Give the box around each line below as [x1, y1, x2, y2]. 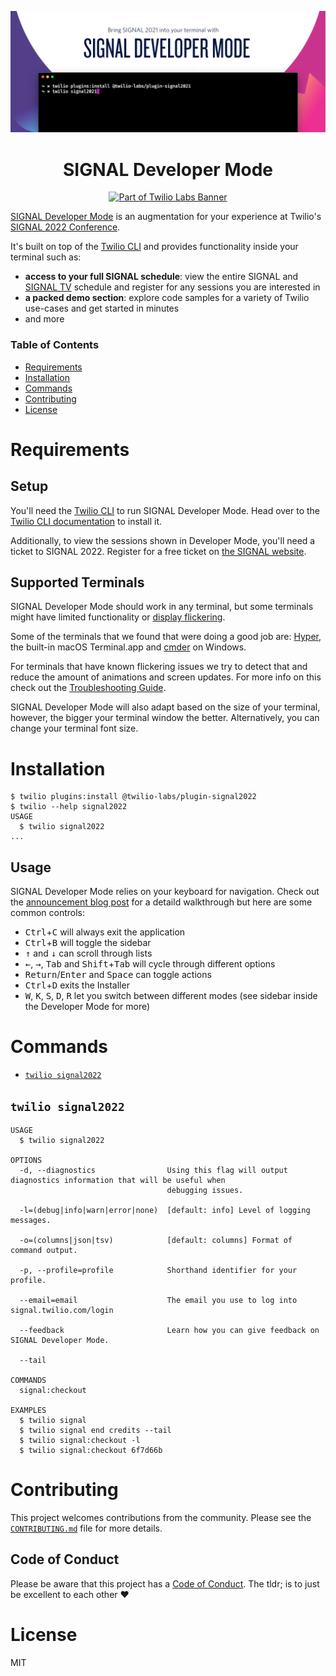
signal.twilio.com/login [10, 1305, 114, 1315]
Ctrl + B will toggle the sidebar [24, 937, 152, 949]
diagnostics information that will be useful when [10, 1175, 226, 1185]
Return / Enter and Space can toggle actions [24, 969, 212, 981]
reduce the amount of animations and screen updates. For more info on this [10, 671, 322, 683]
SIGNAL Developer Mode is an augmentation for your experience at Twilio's [10, 211, 322, 223]
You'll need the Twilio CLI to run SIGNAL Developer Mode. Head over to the [10, 504, 321, 516]
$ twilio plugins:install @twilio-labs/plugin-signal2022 [10, 792, 257, 802]
